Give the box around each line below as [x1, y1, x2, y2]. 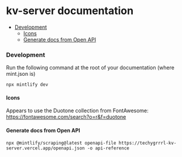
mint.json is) [6, 71, 36, 78]
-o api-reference [87, 145, 130, 151]
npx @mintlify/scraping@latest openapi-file [6, 140, 116, 146]
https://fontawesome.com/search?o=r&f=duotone [6, 113, 126, 121]
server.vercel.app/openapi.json [6, 145, 85, 151]
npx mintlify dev [6, 82, 49, 88]
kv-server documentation [6, 4, 133, 18]
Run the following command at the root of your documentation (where [6, 64, 174, 71]
